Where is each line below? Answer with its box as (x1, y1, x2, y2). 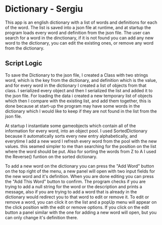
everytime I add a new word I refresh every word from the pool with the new (5, 138, 157, 144)
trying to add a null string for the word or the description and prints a (5, 183, 142, 190)
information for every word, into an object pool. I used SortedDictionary (5, 128, 148, 134)
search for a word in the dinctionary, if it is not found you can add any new (5, 35, 154, 41)
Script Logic (5, 59, 43, 67)
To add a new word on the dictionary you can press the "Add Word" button (5, 163, 154, 169)
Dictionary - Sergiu (5, 3, 83, 15)
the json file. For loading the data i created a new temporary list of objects (5, 93, 153, 98)
